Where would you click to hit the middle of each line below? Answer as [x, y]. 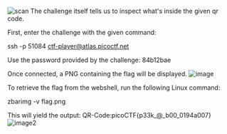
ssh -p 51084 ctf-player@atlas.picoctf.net [68, 46]
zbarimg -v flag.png [37, 101]
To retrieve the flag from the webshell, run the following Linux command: [114, 88]
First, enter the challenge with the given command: [82, 32]
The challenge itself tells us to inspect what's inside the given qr [124, 11]
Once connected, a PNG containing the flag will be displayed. [97, 74]
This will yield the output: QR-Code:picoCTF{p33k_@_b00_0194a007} [109, 115]
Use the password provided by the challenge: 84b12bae [89, 60]
